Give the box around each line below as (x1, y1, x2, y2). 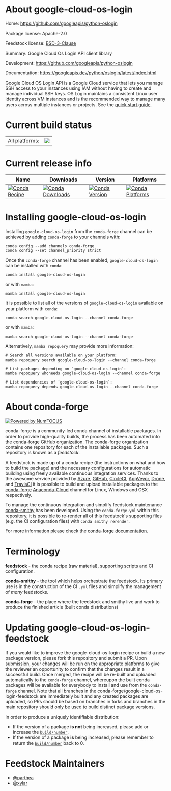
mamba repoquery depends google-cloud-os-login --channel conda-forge (5, 384, 158, 389)
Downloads (49, 176, 78, 183)
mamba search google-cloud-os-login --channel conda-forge (5, 334, 133, 339)
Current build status (5, 119, 92, 131)
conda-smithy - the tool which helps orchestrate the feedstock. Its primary (5, 578, 163, 584)
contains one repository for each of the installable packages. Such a (5, 444, 149, 450)
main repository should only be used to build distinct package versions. (5, 704, 155, 710)
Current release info (5, 158, 92, 169)
